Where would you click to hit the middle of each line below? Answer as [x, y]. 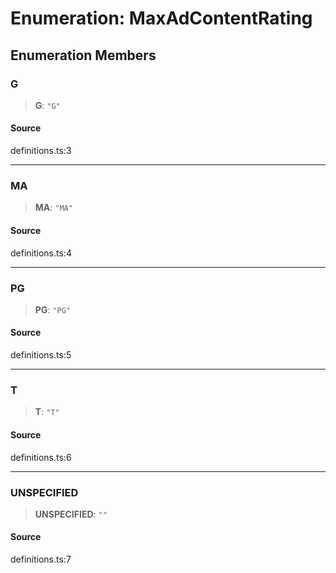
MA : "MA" [53, 208]
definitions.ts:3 [41, 151]
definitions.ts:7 [41, 559]
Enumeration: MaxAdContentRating [161, 18]
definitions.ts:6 [41, 457]
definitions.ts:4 [41, 253]
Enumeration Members [83, 55]
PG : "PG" [52, 309]
